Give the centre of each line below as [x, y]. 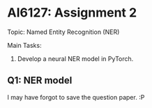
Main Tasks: [24, 45]
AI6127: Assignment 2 [72, 13]
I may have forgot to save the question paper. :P [76, 97]
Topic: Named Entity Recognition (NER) [63, 32]
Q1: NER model [40, 81]
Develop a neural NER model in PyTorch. [75, 58]
